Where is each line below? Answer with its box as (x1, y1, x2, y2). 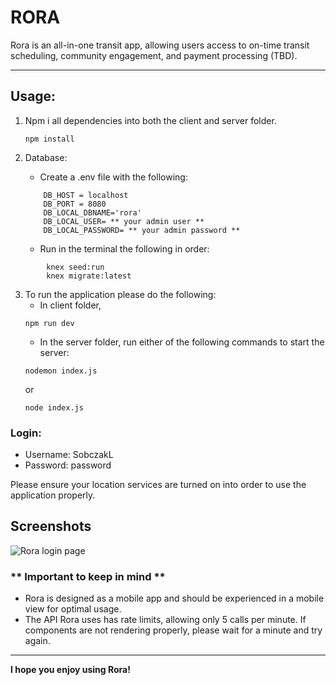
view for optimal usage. (24, 603, 122, 615)
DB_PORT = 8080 (43, 199, 107, 209)
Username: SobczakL (24, 449, 114, 461)
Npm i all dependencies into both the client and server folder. (24, 114, 277, 126)
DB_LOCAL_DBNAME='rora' (43, 207, 142, 218)
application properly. (10, 489, 96, 501)
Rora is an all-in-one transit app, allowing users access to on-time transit (10, 39, 310, 51)
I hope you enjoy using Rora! (10, 664, 131, 676)
